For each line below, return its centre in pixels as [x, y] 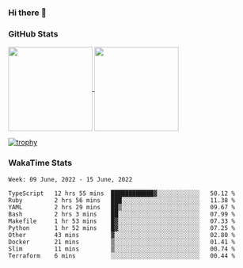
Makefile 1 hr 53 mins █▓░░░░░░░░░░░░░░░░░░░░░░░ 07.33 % [122, 221]
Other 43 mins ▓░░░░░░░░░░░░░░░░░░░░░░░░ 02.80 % [122, 235]
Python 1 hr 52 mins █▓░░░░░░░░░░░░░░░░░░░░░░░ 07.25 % [122, 228]
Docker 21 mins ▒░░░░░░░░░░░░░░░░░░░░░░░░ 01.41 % [122, 242]
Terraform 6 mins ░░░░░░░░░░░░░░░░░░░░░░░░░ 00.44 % [122, 256]
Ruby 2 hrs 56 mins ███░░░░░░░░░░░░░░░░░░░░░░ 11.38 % [122, 200]
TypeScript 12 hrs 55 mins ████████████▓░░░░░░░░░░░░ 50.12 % [122, 193]
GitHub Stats [33, 33]
